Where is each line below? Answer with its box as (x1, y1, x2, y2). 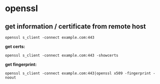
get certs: (5, 44, 25, 49)
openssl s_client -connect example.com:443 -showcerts (5, 53, 119, 58)
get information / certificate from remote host (5, 22, 146, 31)
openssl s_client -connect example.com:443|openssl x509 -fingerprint (5, 71, 151, 76)
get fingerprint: (5, 62, 37, 67)
